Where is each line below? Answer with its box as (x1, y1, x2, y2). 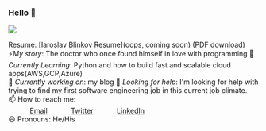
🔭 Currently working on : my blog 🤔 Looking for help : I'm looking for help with (8, 77, 259, 87)
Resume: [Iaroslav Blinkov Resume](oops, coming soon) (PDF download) (8, 40, 246, 50)
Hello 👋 (8, 7, 37, 18)
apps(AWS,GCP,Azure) (8, 69, 83, 79)
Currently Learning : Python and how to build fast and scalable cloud (8, 60, 232, 70)
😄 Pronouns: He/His (8, 114, 75, 124)
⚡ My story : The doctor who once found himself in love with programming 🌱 (8, 49, 254, 59)
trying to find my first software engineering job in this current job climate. (8, 86, 248, 95)
